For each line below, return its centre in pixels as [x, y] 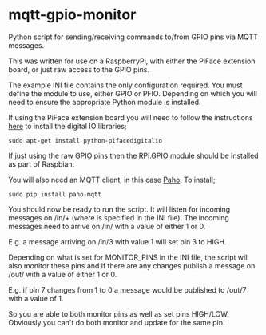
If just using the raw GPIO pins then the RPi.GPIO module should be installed [133, 155]
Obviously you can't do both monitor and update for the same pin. [117, 322]
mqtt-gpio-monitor [72, 15]
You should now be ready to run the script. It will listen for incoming [119, 209]
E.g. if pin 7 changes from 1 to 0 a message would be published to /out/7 [127, 289]
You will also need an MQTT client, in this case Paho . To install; [112, 180]
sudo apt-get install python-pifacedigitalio [85, 141]
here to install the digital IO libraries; [67, 126]
